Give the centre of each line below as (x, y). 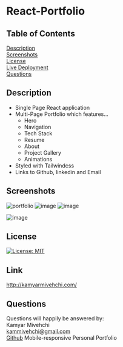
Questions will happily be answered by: (55, 318)
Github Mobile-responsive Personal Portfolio (62, 338)
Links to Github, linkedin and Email (58, 172)
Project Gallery (43, 152)
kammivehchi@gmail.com (38, 331)
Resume (34, 140)
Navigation (38, 127)
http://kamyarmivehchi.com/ (42, 285)
